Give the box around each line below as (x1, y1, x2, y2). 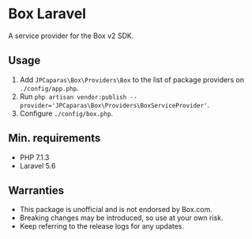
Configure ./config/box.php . (19, 108, 113, 118)
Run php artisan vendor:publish (19, 92, 127, 101)
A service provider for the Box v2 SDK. (8, 31, 134, 40)
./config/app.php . (19, 83, 79, 93)
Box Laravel (8, 5, 87, 23)
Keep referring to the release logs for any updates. (19, 222, 184, 231)
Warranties (8, 184, 65, 197)
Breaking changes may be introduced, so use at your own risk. (19, 213, 224, 222)
